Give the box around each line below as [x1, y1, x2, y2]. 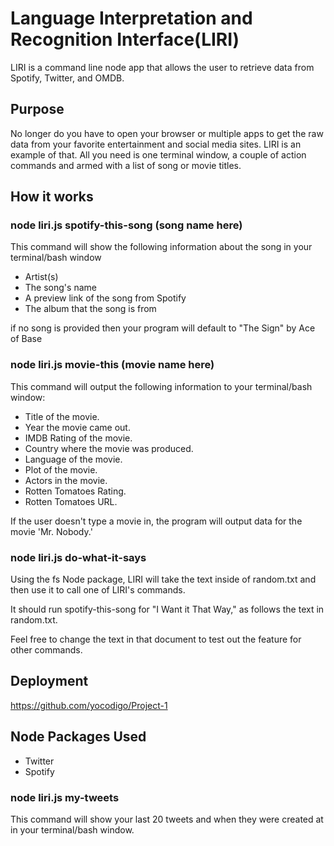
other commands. [10, 644, 83, 656]
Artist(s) [24, 271, 59, 283]
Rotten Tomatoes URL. [24, 495, 118, 507]
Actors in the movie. [24, 474, 108, 486]
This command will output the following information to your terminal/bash [10, 380, 313, 392]
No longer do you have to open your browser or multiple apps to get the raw [10, 127, 324, 139]
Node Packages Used [10, 728, 147, 746]
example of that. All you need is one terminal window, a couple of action [10, 148, 307, 161]
